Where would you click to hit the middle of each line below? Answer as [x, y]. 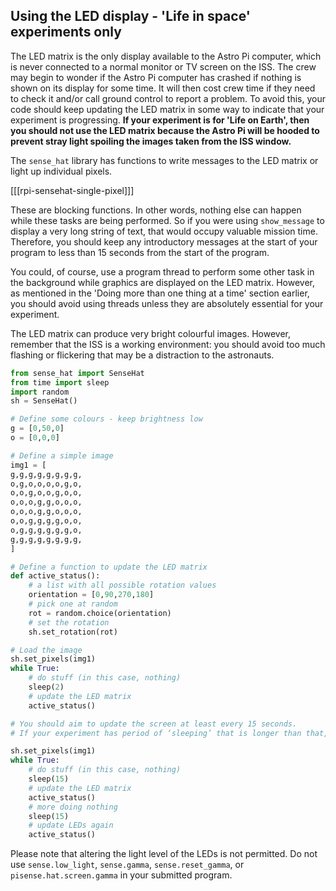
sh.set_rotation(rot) [73, 632]
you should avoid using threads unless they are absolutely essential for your [167, 303]
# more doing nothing [73, 807]
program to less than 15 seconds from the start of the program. [140, 252]
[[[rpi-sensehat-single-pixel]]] [72, 190]
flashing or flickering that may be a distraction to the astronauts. [142, 355]
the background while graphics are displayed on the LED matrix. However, [162, 282]
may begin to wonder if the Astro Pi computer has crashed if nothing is [156, 77]
